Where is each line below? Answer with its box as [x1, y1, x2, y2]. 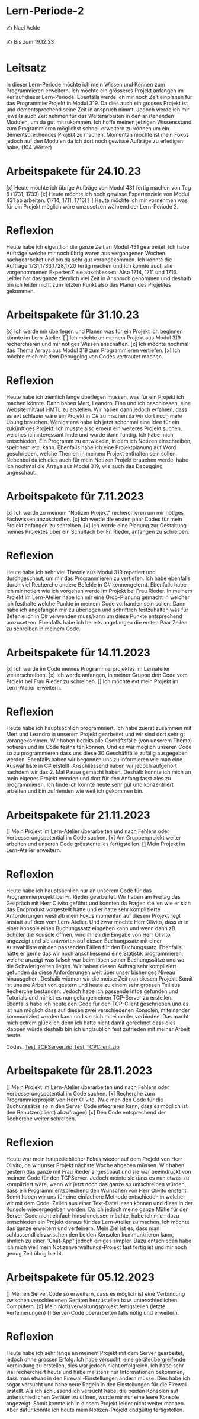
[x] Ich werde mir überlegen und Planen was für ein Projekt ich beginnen [6, 328, 184, 335]
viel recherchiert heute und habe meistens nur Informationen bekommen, [6, 1369, 185, 1375]
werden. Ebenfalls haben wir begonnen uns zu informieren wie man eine [6, 756, 183, 763]
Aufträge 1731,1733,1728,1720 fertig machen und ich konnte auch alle [6, 262, 173, 269]
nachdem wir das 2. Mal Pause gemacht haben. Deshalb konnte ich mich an [6, 768, 191, 776]
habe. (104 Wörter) [6, 143, 52, 150]
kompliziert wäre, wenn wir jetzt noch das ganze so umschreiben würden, [6, 1181, 187, 1188]
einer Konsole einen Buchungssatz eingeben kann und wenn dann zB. [6, 925, 177, 932]
